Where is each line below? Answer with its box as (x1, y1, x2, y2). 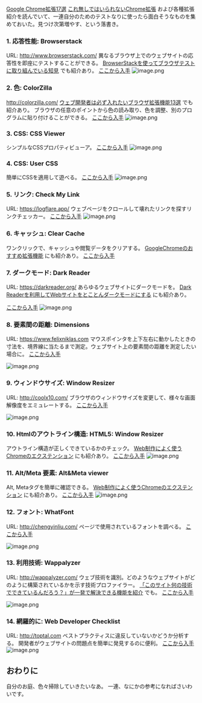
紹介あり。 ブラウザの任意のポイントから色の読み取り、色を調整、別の (6, 106, 182, 113)
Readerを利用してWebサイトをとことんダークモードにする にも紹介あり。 (6, 291, 190, 299)
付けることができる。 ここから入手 (37, 114, 124, 121)
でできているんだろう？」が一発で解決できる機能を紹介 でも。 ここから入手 (6, 589, 194, 596)
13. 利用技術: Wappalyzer (6, 559, 81, 567)
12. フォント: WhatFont (6, 508, 74, 517)
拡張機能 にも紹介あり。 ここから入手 (22, 252, 115, 259)
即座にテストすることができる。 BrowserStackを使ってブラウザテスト (22, 59, 195, 67)
